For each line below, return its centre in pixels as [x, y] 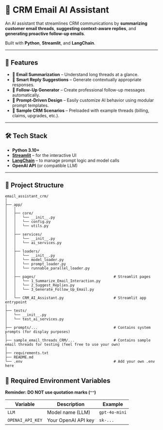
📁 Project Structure [34, 185]
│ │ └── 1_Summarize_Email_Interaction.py [53, 281]
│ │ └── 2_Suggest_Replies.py [40, 285]
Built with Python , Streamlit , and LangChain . [50, 43]
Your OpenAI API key [71, 420]
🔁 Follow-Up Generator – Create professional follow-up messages [78, 90]
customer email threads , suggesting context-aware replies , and [71, 28]
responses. [23, 85]
